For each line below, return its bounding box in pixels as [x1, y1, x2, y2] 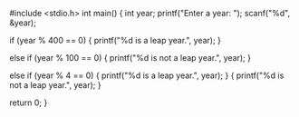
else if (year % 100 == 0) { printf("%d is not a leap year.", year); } [9, 53, 252, 63]
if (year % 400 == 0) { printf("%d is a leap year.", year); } [9, 35, 222, 45]
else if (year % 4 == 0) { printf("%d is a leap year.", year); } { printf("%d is [9, 70, 285, 81]
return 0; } [9, 97, 48, 108]
